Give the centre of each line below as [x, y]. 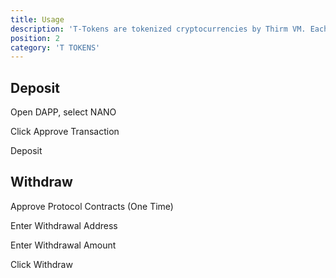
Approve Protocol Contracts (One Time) [92, 206]
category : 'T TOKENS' [55, 47]
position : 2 [35, 38]
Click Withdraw [41, 264]
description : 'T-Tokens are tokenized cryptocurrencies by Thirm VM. [158, 29]
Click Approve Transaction [65, 132]
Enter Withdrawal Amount [63, 245]
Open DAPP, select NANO [63, 112]
